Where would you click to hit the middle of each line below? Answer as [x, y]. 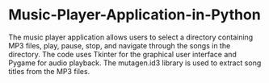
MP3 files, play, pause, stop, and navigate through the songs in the [120, 45]
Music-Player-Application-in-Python [134, 15]
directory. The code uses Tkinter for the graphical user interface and [122, 54]
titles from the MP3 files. [49, 71]
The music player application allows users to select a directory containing [131, 37]
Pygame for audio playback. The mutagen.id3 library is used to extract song [135, 63]
